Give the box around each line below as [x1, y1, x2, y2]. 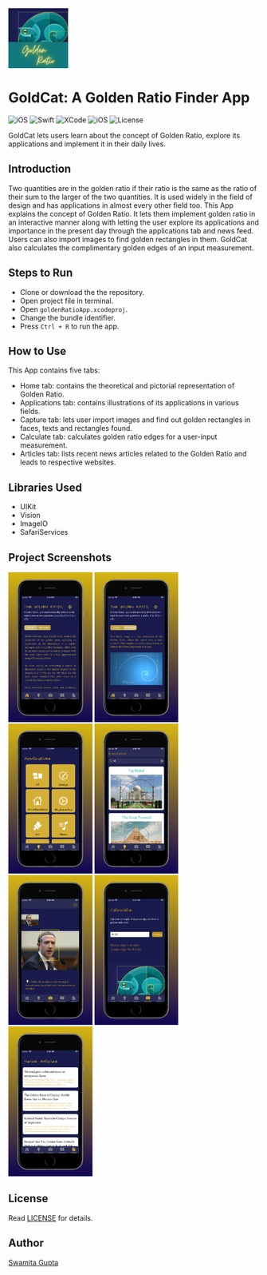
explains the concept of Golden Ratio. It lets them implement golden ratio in [8, 209, 256, 218]
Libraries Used [8, 480, 82, 494]
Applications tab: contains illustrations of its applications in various [19, 398, 239, 408]
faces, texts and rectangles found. [19, 424, 133, 433]
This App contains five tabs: [8, 365, 100, 375]
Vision [19, 511, 41, 520]
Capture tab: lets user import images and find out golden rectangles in [19, 415, 251, 424]
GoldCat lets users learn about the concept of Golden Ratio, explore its [8, 130, 241, 140]
